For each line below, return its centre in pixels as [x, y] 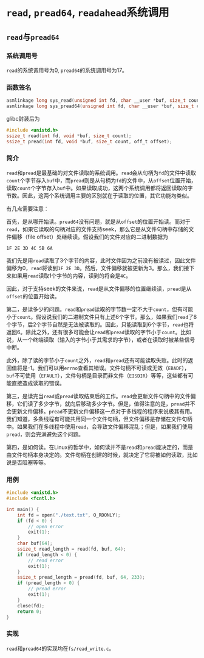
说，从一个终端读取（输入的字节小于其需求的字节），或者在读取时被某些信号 [101, 340]
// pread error [47, 589]
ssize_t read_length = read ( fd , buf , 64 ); [72, 549]
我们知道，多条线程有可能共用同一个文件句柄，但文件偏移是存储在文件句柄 [99, 419]
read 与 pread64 [33, 37]
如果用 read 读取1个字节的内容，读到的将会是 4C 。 [71, 276]
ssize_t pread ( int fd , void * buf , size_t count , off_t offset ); [89, 141]
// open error [46, 526]
